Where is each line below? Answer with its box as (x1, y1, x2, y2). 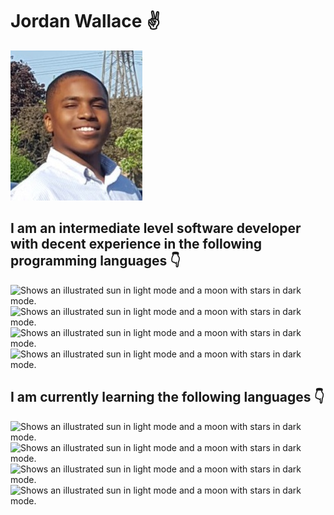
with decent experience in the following (10, 236, 263, 253)
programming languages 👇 (10, 253, 182, 270)
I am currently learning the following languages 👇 (10, 389, 325, 406)
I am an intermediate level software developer (10, 220, 302, 237)
